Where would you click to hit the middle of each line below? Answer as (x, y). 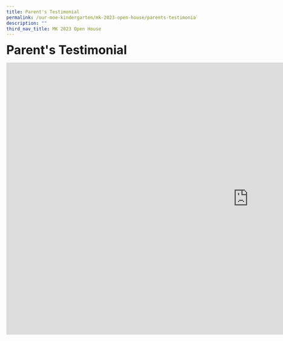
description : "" (27, 23)
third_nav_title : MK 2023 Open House (54, 29)
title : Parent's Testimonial (43, 12)
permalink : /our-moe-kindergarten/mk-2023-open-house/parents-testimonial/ (104, 18)
